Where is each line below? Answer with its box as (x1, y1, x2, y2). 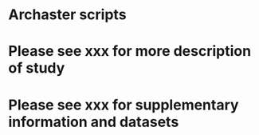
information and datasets (8, 113, 179, 131)
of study (8, 59, 65, 77)
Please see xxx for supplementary (8, 96, 239, 113)
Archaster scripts (8, 6, 127, 24)
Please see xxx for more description (8, 42, 252, 61)
